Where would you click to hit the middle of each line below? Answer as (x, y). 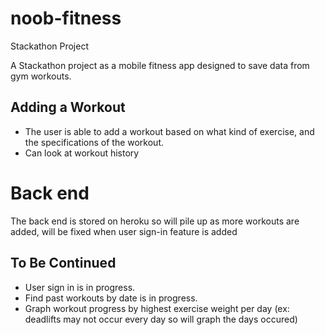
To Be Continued (63, 263)
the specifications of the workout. (94, 142)
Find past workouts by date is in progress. (111, 298)
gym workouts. (41, 76)
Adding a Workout (68, 107)
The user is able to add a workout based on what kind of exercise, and (169, 131)
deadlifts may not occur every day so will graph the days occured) (161, 319)
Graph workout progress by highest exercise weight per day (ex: (157, 308)
